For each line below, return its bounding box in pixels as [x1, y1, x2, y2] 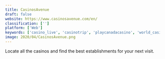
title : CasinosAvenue [5, 7, 50, 12]
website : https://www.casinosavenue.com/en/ [5, 16, 98, 21]
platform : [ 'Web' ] [5, 26, 43, 30]
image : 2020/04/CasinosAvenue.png [5, 35, 76, 40]
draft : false [5, 12, 32, 17]
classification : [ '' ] [5, 21, 50, 26]
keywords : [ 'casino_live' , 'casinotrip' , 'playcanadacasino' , [5, 30, 135, 35]
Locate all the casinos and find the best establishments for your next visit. [5, 48, 155, 54]
